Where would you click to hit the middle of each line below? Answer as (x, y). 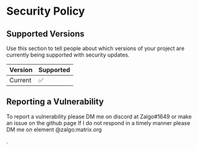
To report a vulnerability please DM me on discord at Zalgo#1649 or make (99, 116)
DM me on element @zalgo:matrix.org (54, 129)
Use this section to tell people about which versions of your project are (95, 48)
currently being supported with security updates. (68, 55)
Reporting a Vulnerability (55, 102)
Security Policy (46, 11)
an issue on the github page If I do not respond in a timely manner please (98, 123)
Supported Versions (45, 34)
